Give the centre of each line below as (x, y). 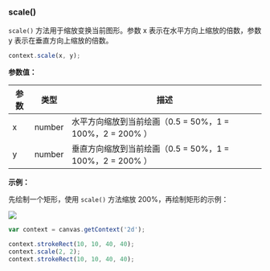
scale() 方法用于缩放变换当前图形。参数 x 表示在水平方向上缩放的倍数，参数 (135, 31)
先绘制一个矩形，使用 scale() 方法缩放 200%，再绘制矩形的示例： (119, 199)
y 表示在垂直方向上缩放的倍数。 (61, 41)
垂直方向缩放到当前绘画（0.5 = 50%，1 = (150, 149)
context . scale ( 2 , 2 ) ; (45, 252)
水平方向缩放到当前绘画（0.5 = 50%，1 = (150, 121)
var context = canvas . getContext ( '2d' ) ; (77, 230)
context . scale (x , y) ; (45, 56)
